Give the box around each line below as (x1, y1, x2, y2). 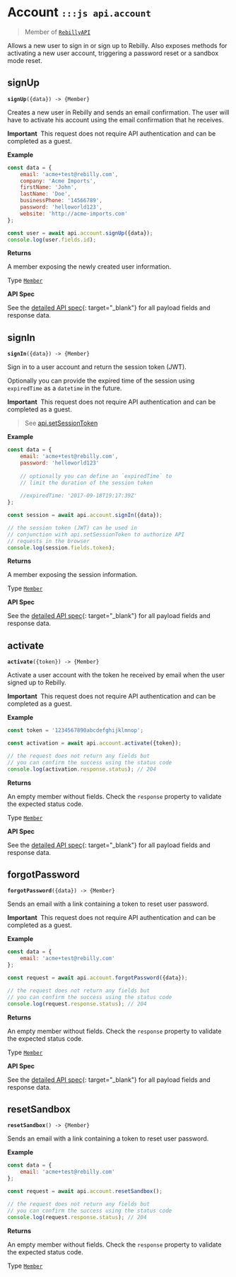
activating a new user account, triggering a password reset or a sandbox (7, 49, 219, 57)
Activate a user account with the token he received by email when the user (7, 671, 225, 680)
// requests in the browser (7, 537, 90, 544)
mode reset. (7, 56, 42, 64)
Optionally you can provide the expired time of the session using (7, 376, 195, 385)
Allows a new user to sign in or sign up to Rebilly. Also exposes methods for (7, 41, 228, 49)
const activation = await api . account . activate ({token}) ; (7, 740, 182, 747)
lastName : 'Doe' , (20, 190, 71, 198)
